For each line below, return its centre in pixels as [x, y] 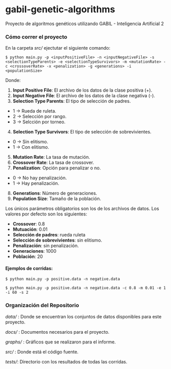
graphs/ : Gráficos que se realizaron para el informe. [61, 342]
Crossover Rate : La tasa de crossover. [53, 163]
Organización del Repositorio [42, 306]
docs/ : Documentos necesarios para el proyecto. [57, 332]
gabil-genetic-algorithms [60, 9]
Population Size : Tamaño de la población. [57, 199]
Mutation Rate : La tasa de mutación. [51, 157]
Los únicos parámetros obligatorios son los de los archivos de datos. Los [82, 209]
